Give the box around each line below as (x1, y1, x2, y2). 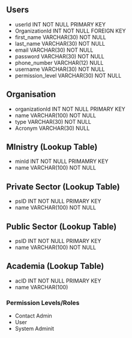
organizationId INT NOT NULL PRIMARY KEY (14, 105, 126, 112)
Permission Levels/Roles (6, 298, 80, 307)
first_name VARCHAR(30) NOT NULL (14, 33, 106, 41)
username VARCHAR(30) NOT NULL (14, 66, 105, 73)
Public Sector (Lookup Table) (6, 221, 117, 232)
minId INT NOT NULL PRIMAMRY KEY (14, 158, 109, 165)
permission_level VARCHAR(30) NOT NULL (14, 72, 122, 79)
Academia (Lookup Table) (6, 261, 104, 271)
